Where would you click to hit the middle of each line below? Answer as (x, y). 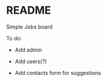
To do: (14, 38)
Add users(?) (31, 61)
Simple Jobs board (29, 27)
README (29, 10)
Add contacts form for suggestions (58, 72)
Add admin (28, 50)
